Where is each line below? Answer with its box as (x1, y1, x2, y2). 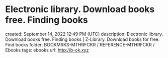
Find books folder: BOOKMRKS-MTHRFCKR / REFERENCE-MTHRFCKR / (5, 41, 155, 47)
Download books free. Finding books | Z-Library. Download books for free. (5, 36, 160, 42)
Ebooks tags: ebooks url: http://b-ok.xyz (5, 47, 89, 53)
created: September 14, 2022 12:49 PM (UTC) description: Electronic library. (5, 31, 163, 37)
